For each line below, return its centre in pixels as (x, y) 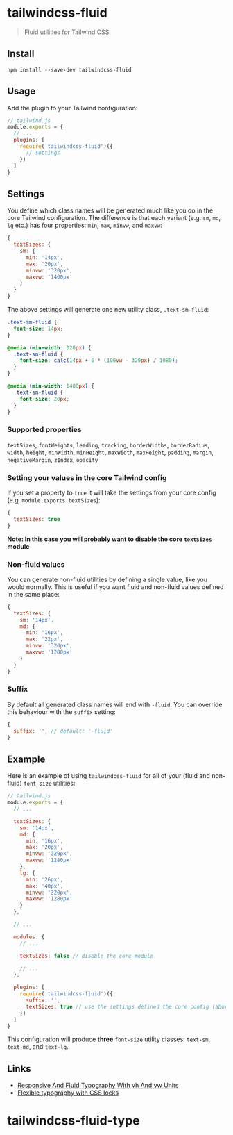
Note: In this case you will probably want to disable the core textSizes (110, 539)
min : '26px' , (44, 879)
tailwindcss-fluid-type (74, 1121)
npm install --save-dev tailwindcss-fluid (69, 70)
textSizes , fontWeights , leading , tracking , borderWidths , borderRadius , (109, 445)
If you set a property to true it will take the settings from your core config (112, 492)
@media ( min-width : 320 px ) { (49, 348)
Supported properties (44, 430)
